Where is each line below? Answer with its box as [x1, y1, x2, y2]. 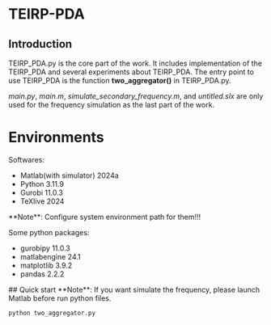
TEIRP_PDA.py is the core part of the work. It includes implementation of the [8, 58, 263, 68]
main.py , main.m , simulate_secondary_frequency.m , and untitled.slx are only [8, 91, 264, 101]
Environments [8, 129, 105, 146]
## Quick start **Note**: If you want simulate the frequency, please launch [8, 285, 260, 294]
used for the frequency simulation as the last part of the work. [8, 100, 215, 109]
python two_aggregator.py [8, 309, 95, 317]
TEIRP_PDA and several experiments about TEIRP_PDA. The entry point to [8, 67, 255, 77]
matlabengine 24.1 [19, 251, 81, 261]
